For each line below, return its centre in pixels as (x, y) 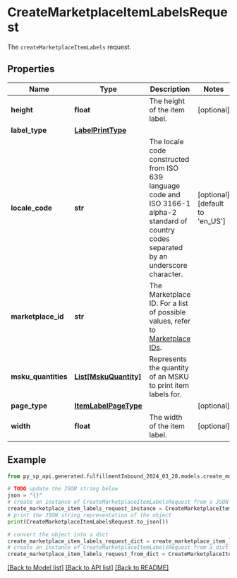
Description (170, 89)
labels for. (165, 394)
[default (211, 204)
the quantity (169, 367)
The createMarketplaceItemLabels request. (69, 47)
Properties (31, 69)
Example (27, 460)
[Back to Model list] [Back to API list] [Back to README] (88, 568)
